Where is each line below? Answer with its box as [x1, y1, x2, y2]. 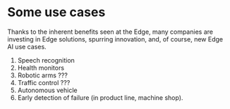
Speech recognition [17, 56, 75, 64]
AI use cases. [7, 42, 47, 51]
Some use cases [7, 4, 106, 20]
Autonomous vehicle [17, 86, 78, 94]
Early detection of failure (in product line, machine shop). [17, 93, 183, 102]
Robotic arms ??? [17, 71, 68, 79]
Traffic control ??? [17, 78, 71, 86]
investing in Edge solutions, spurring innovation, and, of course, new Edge [7, 34, 224, 43]
